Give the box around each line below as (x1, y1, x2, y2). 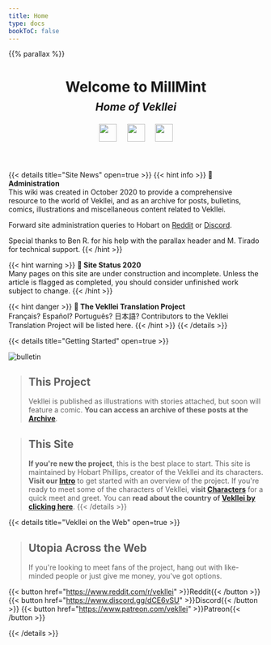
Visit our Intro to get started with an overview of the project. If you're (28, 476, 260, 486)
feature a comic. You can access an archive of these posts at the (28, 405, 248, 415)
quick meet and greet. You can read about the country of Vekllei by (28, 493, 256, 503)
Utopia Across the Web (28, 540, 147, 555)
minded (28, 571, 54, 580)
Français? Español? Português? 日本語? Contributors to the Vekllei (8, 311, 229, 321)
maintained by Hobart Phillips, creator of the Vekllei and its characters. (28, 468, 264, 477)
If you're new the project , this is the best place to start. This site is (28, 459, 251, 468)
